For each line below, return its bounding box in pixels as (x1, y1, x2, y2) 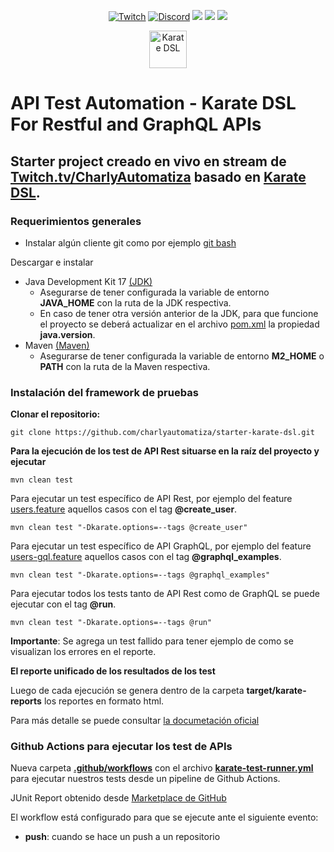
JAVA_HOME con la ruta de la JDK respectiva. (39, 296, 232, 309)
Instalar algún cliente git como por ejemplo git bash (24, 236, 237, 249)
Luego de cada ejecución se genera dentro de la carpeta (10, 685, 245, 697)
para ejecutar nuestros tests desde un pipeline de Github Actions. (10, 773, 281, 785)
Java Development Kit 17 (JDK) (24, 275, 153, 287)
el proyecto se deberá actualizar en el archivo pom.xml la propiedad (39, 318, 320, 330)
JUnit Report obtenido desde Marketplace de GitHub (10, 792, 227, 804)
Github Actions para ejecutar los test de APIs (10, 740, 233, 754)
